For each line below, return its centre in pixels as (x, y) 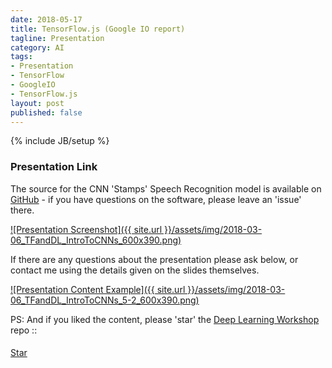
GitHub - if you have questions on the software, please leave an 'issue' (156, 199)
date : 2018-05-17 (46, 19)
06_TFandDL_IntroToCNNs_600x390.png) (96, 240)
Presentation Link (54, 167)
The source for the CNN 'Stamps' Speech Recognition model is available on (166, 188)
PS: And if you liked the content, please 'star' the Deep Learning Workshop (165, 319)
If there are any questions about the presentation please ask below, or (154, 259)
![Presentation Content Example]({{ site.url (98, 289)
